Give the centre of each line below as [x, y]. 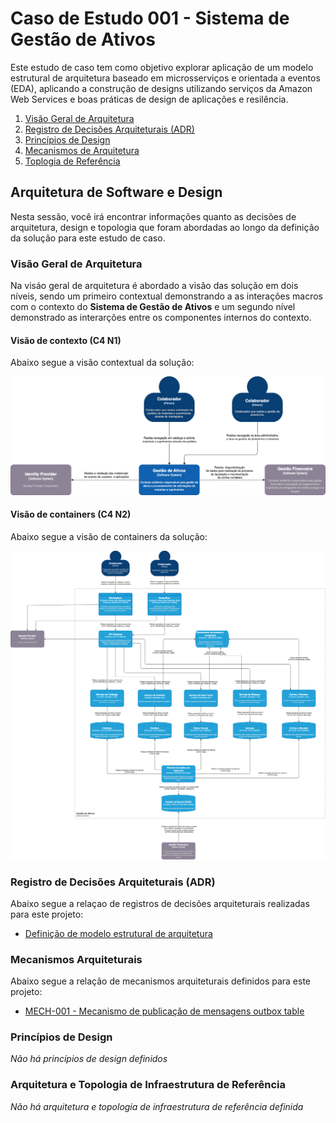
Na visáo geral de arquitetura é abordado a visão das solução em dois [154, 286]
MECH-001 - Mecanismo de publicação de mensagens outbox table [164, 1011]
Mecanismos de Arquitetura [82, 150]
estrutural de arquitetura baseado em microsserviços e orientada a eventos [165, 78]
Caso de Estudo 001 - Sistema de [150, 18]
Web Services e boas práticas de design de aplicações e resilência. [149, 99]
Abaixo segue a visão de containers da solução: [109, 536]
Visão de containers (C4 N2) [71, 514]
